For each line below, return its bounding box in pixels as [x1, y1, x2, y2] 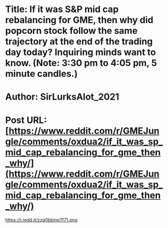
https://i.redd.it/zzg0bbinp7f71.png [5, 217, 78, 223]
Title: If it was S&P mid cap [5, 4, 119, 15]
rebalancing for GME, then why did [5, 14, 154, 26]
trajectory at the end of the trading [5, 36, 153, 48]
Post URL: [5, 114, 47, 126]
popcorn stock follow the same [5, 25, 138, 36]
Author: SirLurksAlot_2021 [5, 91, 120, 103]
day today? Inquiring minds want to [5, 47, 156, 58]
